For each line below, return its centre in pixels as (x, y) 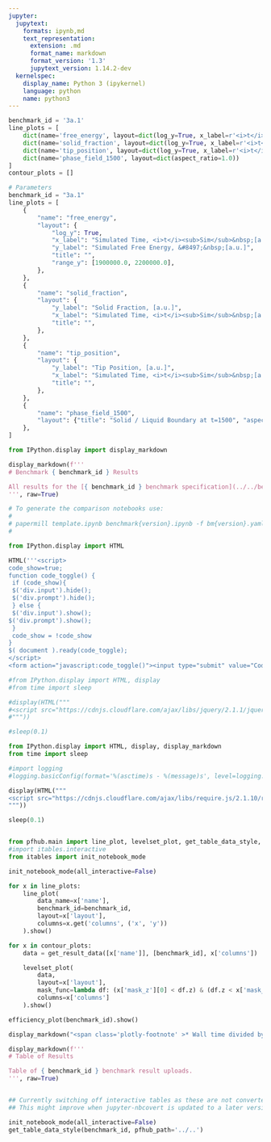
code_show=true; (35, 568)
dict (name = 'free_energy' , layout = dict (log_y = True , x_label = (126, 136)
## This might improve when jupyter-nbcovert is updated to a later (126, 1107)
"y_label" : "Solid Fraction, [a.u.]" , (117, 308)
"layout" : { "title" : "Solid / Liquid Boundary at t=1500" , (139, 421)
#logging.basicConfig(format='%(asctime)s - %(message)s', (110, 776)
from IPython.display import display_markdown (88, 450)
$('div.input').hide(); (52, 590)
